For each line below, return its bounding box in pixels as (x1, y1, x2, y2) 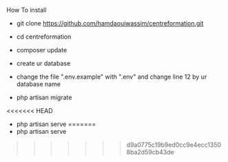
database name (16, 80, 61, 88)
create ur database (16, 59, 71, 68)
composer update (16, 46, 68, 54)
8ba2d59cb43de (126, 148, 174, 156)
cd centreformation (16, 32, 72, 41)
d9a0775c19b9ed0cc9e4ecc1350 (126, 141, 222, 149)
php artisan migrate (16, 93, 72, 101)
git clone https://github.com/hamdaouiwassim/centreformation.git (16, 19, 204, 27)
